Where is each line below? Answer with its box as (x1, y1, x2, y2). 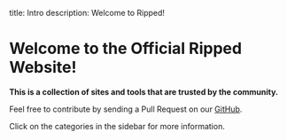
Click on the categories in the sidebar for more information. (9, 121, 226, 131)
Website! (9, 58, 77, 78)
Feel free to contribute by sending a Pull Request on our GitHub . (9, 104, 243, 114)
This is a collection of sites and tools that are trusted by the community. (9, 86, 279, 97)
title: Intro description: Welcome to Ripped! (9, 8, 166, 18)
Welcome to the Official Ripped (9, 39, 242, 58)
